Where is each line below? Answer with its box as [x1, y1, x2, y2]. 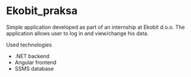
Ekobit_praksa [6, 4, 78, 18]
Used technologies [6, 41, 52, 48]
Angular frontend [14, 59, 57, 66]
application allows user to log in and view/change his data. [6, 29, 149, 36]
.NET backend [14, 52, 50, 59]
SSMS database [14, 65, 54, 72]
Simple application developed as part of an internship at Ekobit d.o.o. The [6, 24, 185, 31]
